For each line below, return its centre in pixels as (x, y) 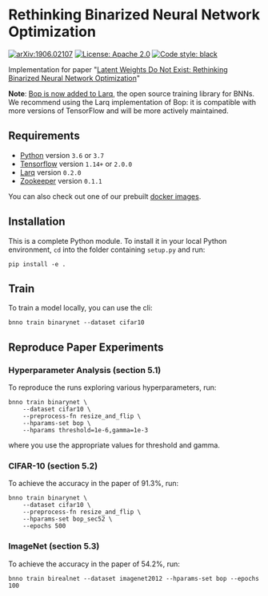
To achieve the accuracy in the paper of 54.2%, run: (94, 564)
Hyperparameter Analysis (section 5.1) (85, 370)
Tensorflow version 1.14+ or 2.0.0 (76, 164)
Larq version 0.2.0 (50, 172)
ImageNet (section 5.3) (54, 546)
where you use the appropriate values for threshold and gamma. (114, 445)
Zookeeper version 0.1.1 (61, 180)
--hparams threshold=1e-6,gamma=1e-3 (86, 431)
